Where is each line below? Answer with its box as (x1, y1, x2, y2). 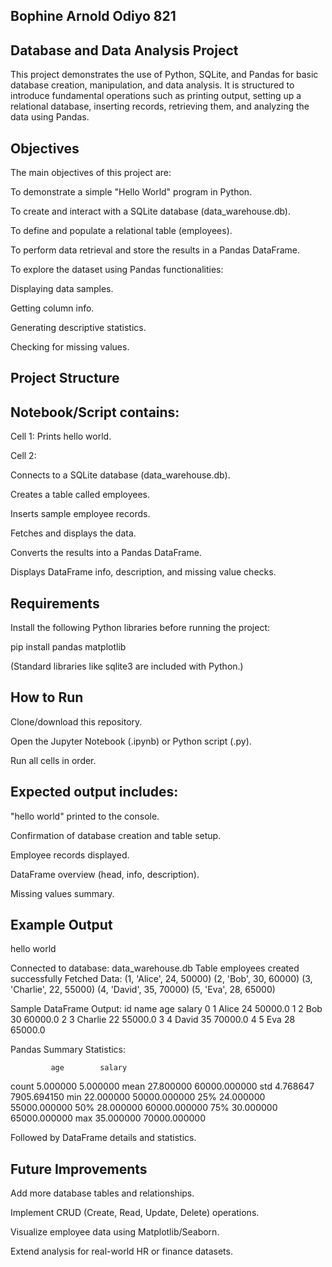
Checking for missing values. (10, 341, 130, 353)
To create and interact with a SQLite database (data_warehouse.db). (10, 205, 292, 218)
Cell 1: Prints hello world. (10, 430, 112, 443)
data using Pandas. (10, 111, 90, 123)
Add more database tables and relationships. (10, 1187, 195, 1199)
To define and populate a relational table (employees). (10, 225, 233, 237)
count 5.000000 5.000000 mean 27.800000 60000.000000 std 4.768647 (10, 1080, 315, 1093)
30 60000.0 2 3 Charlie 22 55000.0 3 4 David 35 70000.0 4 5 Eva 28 (10, 1014, 296, 1026)
